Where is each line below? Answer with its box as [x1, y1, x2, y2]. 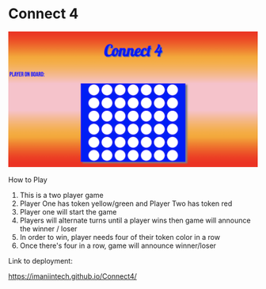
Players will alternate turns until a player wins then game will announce [19, 215, 251, 226]
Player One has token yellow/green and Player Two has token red [19, 199, 233, 208]
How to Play [8, 175, 47, 184]
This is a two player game [19, 191, 104, 200]
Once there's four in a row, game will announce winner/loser [19, 241, 216, 250]
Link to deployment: [8, 257, 73, 266]
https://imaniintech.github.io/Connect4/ [8, 272, 137, 281]
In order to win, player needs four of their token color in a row [19, 233, 220, 242]
